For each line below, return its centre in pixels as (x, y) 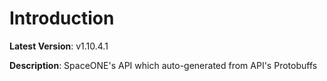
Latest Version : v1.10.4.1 (59, 46)
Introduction (62, 18)
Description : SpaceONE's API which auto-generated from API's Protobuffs (163, 65)
